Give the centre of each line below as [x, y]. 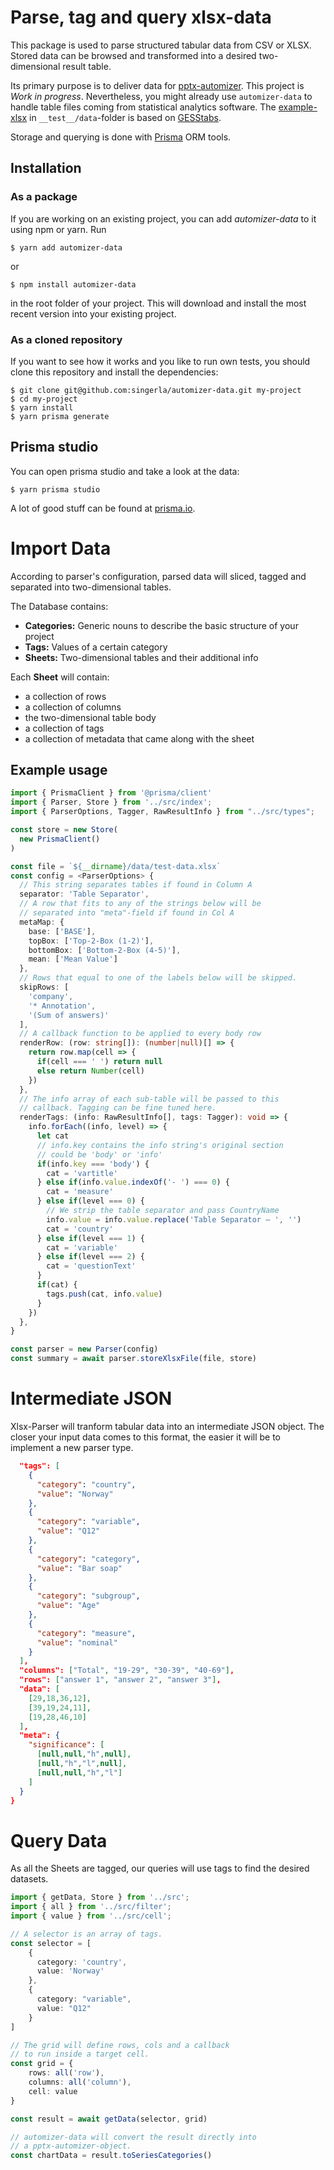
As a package [44, 197]
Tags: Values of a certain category [96, 647]
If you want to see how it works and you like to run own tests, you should [160, 361]
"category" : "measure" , [86, 1633]
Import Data [61, 548]
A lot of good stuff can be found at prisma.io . [103, 508]
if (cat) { [57, 1285]
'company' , [51, 996]
